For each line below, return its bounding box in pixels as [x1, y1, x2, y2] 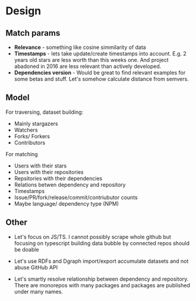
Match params [5, 28, 61, 38]
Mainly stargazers [14, 120, 58, 127]
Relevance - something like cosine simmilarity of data [14, 44, 146, 51]
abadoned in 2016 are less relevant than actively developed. [14, 63, 162, 70]
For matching [5, 150, 38, 157]
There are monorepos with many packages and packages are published [14, 281, 191, 288]
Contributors [14, 139, 46, 146]
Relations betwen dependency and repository [14, 181, 126, 188]
